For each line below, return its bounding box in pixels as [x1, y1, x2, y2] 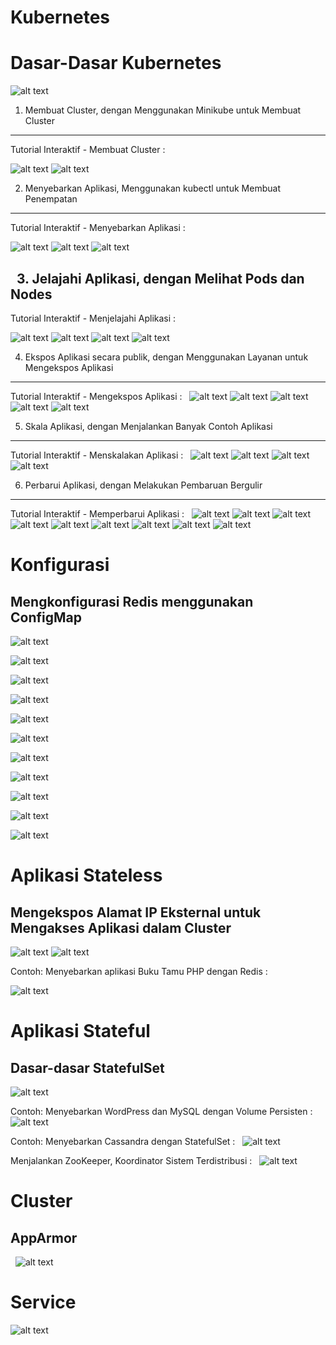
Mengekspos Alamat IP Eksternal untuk [10, 904, 262, 921]
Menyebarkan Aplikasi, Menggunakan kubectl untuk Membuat [24, 182, 281, 195]
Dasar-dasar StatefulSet [10, 1059, 165, 1076]
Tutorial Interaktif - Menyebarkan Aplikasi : [10, 222, 186, 234]
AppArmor [10, 1229, 78, 1246]
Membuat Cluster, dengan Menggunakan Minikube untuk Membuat [24, 104, 302, 116]
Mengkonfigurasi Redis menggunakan [10, 593, 254, 610]
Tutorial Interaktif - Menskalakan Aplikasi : [10, 449, 184, 461]
